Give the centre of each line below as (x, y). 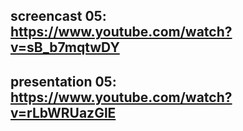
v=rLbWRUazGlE (63, 112)
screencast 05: (58, 16)
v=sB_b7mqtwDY (65, 47)
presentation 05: (63, 81)
